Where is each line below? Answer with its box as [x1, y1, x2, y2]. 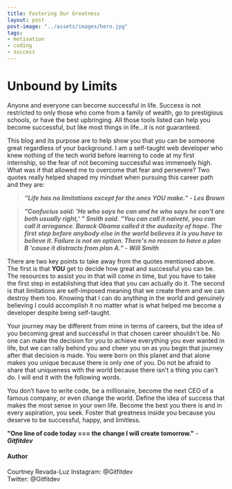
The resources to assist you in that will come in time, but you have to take [7, 272, 216, 280]
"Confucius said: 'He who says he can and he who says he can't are [23, 207, 225, 215]
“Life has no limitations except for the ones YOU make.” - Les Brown [23, 194, 225, 202]
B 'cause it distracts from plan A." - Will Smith [23, 243, 159, 252]
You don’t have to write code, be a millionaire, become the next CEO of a [7, 386, 214, 395]
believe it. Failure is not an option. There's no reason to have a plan [23, 236, 221, 245]
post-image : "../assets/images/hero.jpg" [7, 23, 128, 30]
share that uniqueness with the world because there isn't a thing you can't [7, 366, 219, 374]
